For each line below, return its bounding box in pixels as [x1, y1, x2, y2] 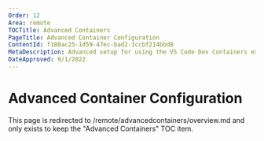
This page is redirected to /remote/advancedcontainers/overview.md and [8, 115, 245, 124]
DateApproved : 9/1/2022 [8, 56, 86, 64]
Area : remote [8, 19, 51, 27]
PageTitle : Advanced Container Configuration [8, 33, 159, 42]
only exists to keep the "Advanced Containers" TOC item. [8, 124, 194, 133]
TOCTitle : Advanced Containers [8, 26, 111, 34]
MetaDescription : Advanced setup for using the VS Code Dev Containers [8, 48, 247, 56]
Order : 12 [8, 11, 41, 20]
